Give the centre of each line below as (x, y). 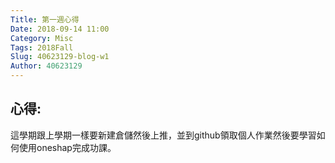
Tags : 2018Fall (42, 47)
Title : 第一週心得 (45, 19)
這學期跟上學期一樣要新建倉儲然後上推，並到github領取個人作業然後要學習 (163, 135)
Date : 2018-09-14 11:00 (60, 29)
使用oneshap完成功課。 (67, 147)
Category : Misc (42, 38)
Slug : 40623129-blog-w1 (60, 57)
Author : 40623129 (46, 66)
